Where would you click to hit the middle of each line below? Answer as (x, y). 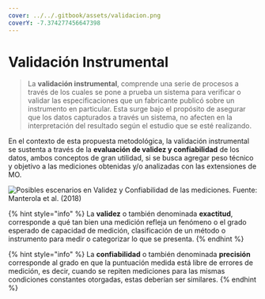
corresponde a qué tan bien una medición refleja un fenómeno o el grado (127, 222)
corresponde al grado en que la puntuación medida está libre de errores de (131, 263)
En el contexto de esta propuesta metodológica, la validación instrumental (129, 141)
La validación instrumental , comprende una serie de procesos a (133, 84)
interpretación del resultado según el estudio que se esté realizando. (139, 126)
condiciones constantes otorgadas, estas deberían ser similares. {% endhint (132, 280)
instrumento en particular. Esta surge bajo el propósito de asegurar (137, 109)
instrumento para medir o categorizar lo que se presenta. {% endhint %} (126, 239)
